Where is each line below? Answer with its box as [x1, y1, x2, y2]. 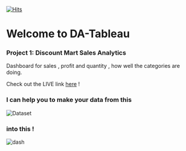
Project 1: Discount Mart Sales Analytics [6, 49, 127, 57]
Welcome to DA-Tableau [6, 27, 130, 41]
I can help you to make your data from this [6, 96, 132, 104]
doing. [6, 69, 22, 76]
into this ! [6, 124, 34, 133]
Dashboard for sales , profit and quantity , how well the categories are [6, 62, 180, 70]
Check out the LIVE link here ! [6, 81, 80, 88]
